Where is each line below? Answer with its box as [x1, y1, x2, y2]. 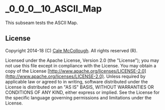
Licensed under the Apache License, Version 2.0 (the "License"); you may [5, 57, 159, 63]
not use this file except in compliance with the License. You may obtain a [5, 62, 156, 68]
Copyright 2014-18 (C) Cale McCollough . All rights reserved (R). [5, 47, 138, 53]
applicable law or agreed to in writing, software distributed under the [5, 78, 148, 84]
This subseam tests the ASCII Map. [5, 20, 78, 26]
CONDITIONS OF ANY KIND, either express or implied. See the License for [5, 89, 160, 95]
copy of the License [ [5, 68, 49, 74]
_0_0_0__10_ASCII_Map [5, 3, 102, 15]
